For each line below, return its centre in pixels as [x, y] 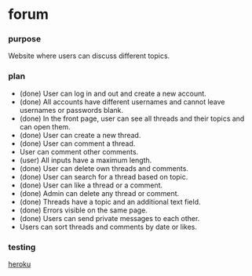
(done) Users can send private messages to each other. [110, 218]
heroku [20, 264]
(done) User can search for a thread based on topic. [104, 176]
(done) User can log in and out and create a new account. [113, 93]
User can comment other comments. [79, 151]
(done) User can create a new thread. [80, 135]
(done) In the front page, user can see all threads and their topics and [132, 118]
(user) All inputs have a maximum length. [86, 160]
